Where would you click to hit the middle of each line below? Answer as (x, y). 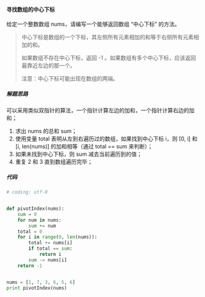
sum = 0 (27, 214)
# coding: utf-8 (27, 192)
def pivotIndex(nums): (35, 209)
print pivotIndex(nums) (37, 288)
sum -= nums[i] (48, 260)
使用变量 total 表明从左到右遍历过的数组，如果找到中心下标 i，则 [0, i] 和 (106, 139)
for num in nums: (40, 220)
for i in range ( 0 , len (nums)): (57, 237)
